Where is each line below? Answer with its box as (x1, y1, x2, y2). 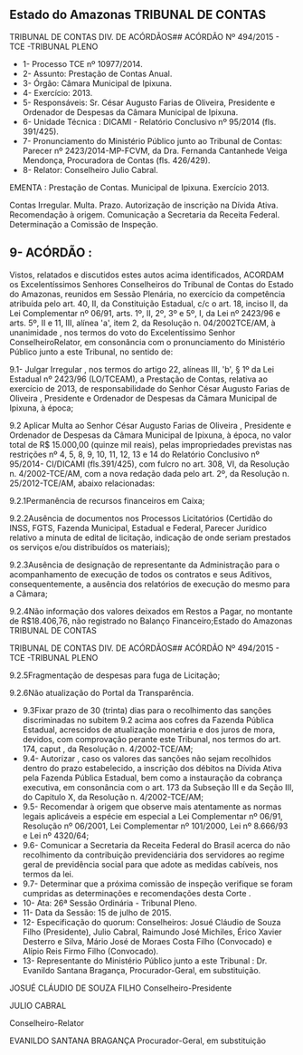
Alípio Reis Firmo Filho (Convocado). (22, 945, 159, 956)
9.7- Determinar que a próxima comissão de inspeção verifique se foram (22, 878, 294, 889)
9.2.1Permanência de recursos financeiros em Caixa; (9, 495, 205, 506)
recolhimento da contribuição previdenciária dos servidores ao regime (22, 849, 285, 860)
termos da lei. (22, 868, 74, 879)
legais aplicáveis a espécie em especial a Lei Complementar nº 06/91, (22, 810, 283, 821)
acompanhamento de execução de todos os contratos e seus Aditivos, (9, 568, 272, 579)
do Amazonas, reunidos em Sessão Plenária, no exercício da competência (9, 288, 286, 299)
